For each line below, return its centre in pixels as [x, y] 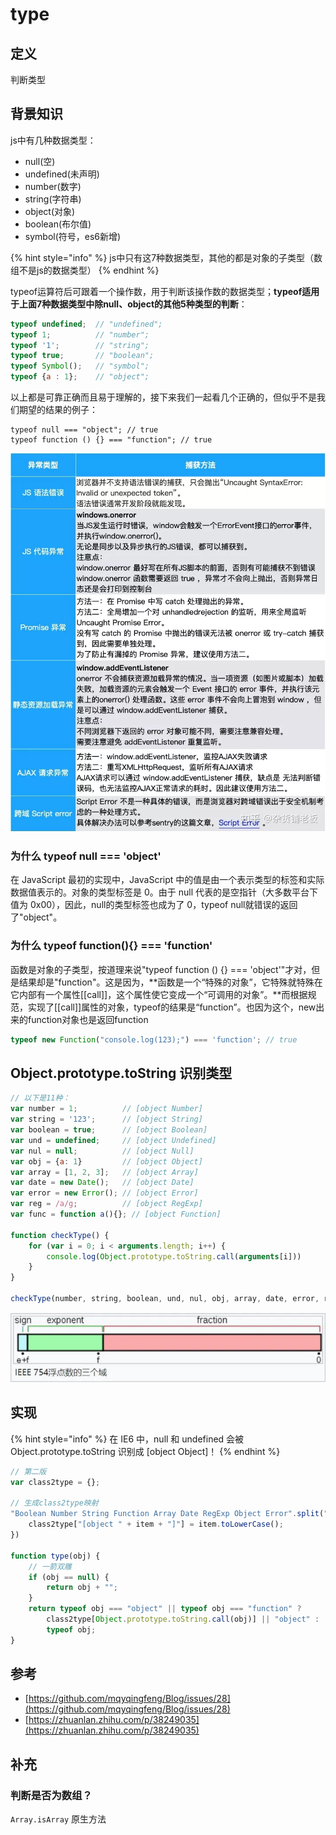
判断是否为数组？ [51, 1795]
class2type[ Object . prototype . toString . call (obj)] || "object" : [183, 1619]
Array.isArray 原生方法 [58, 1819]
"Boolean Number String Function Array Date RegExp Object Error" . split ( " [169, 1514]
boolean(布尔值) [58, 224]
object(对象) [50, 211]
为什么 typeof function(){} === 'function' [111, 946]
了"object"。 [36, 917]
